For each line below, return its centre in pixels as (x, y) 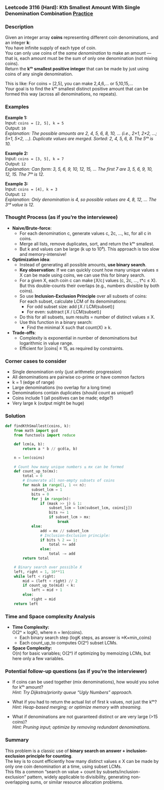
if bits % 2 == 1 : (59, 540)
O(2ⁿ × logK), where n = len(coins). (47, 632)
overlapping (17, 782)
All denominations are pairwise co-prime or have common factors (78, 377)
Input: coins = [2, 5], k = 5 (35, 123)
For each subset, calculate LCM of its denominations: (73, 301)
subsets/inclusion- (121, 771)
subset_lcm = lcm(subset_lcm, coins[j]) (91, 508)
